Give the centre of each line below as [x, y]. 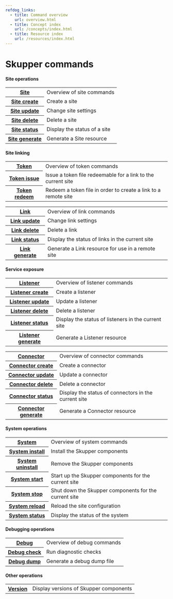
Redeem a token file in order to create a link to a [103, 190]
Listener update [29, 302]
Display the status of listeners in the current [108, 320]
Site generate [25, 139]
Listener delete [29, 311]
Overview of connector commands [101, 356]
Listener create [29, 292]
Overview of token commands [82, 166]
